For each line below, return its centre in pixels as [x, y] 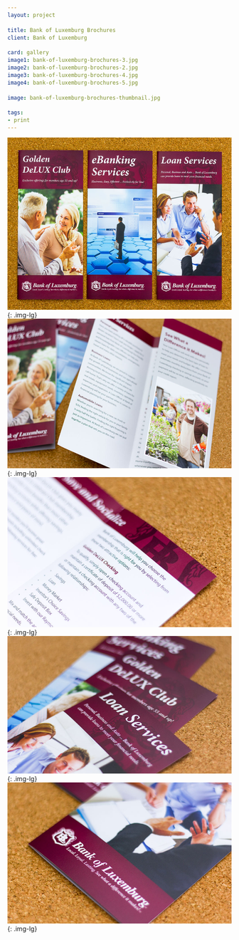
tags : [15, 113]
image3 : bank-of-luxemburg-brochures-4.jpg [73, 75]
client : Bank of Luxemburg [47, 38]
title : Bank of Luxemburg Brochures [62, 30]
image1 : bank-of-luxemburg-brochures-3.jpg [73, 61]
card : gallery [28, 53]
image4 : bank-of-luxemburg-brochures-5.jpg [73, 83]
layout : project [31, 15]
